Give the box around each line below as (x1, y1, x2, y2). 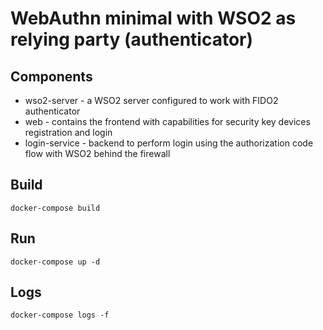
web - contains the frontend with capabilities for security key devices (24, 116, 311, 127)
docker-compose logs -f (10, 310, 110, 321)
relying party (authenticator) (10, 28, 254, 51)
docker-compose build (10, 203, 101, 213)
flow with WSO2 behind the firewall (24, 148, 171, 159)
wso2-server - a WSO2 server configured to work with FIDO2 (24, 95, 279, 106)
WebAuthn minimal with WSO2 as (10, 7, 297, 30)
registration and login (24, 127, 113, 138)
